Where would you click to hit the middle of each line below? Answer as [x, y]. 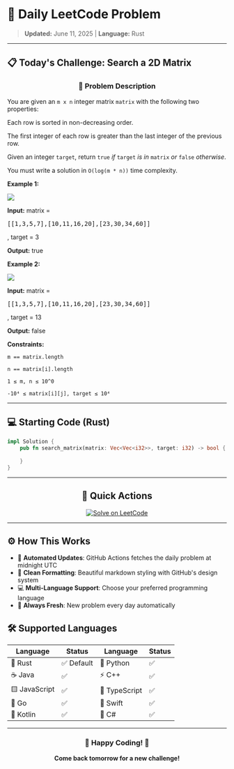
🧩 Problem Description [117, 86]
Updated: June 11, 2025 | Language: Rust [84, 33]
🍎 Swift [111, 703]
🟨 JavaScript [33, 690]
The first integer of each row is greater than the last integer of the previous [115, 136]
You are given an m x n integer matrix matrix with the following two [103, 101]
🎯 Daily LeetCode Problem [84, 14]
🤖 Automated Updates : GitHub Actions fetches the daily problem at [114, 558]
